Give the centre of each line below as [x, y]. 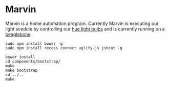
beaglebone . [19, 34]
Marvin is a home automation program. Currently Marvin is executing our [82, 23]
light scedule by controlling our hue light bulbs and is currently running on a [85, 28]
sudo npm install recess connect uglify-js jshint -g [64, 48]
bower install [20, 57]
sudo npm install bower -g [34, 44]
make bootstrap [22, 70]
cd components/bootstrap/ [33, 61]
